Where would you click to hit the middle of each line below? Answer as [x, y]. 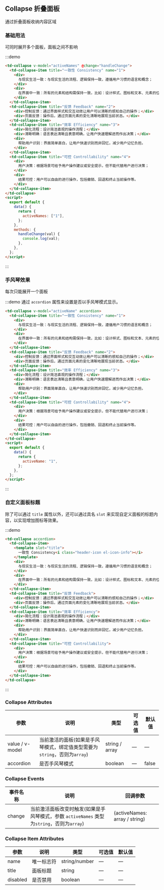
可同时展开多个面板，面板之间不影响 [41, 47]
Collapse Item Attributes [35, 839]
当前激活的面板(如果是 [65, 740]
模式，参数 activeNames [67, 817]
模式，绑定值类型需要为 [71, 747]
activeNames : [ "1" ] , [43, 216]
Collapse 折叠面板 [32, 9]
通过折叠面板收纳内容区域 [31, 22]
